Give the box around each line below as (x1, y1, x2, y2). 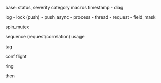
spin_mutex (5, 24, 29, 30)
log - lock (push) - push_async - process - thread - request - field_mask (5, 14, 156, 20)
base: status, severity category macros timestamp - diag (5, 5, 124, 10)
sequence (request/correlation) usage (5, 34, 85, 39)
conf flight (5, 53, 27, 59)
